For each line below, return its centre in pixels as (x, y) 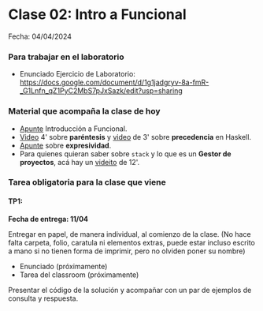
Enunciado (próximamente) (63, 266)
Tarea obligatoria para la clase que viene (87, 182)
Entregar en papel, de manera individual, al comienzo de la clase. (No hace (130, 234)
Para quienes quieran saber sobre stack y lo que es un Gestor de (125, 154)
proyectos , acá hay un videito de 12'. (80, 162)
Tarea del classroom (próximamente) (79, 275)
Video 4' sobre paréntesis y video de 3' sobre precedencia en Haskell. (135, 137)
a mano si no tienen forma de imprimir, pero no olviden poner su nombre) (127, 251)
